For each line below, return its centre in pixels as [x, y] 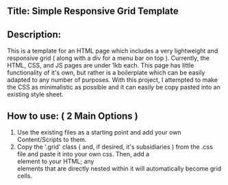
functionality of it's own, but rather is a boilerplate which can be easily [106, 73]
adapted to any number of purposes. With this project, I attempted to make [112, 80]
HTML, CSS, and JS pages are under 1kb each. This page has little [101, 66]
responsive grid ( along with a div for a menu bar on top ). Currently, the [109, 58]
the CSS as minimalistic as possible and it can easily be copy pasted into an [114, 87]
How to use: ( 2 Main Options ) [73, 116]
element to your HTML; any [55, 161]
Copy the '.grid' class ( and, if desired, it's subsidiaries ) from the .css [115, 147]
